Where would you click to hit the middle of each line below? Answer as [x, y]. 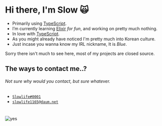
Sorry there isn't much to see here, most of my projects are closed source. [80, 54]
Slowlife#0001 [26, 97]
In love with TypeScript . [36, 34]
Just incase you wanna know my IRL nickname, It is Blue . [69, 44]
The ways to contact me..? [46, 69]
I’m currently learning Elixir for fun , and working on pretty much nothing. [85, 28]
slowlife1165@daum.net [35, 102]
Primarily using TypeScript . [39, 23]
